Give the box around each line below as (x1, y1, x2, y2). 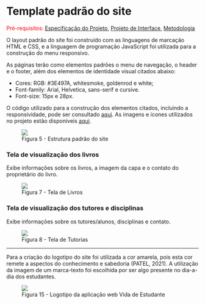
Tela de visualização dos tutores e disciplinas (6, 204, 144, 212)
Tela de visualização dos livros (6, 150, 99, 159)
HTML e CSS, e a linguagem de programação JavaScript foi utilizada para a (6, 43, 196, 50)
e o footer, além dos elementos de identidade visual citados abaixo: (6, 67, 176, 74)
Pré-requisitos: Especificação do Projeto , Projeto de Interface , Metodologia (6, 24, 195, 32)
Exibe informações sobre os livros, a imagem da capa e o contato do (6, 164, 179, 172)
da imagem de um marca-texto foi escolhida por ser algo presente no (6, 266, 181, 273)
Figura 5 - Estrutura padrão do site (21, 135, 109, 142)
